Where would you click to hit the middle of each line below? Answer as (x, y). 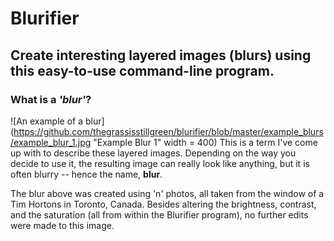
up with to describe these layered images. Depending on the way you (153, 153)
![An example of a (47, 121)
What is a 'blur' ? (51, 99)
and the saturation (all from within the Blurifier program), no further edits (159, 214)
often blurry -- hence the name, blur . (86, 174)
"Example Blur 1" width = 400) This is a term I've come (205, 142)
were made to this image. (62, 225)
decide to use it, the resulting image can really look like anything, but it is (160, 163)
